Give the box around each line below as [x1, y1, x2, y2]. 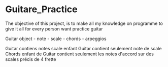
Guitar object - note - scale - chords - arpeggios [5, 36, 107, 42]
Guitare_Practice [5, 4, 78, 15]
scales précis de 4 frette [5, 56, 56, 62]
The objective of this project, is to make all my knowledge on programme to [5, 20, 163, 26]
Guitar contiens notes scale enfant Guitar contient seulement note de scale [5, 45, 162, 51]
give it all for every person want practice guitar [5, 25, 103, 31]
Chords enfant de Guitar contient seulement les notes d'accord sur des [5, 51, 154, 57]
